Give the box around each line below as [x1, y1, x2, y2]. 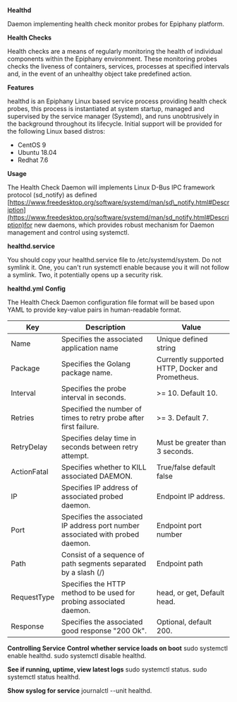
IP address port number [61, 521, 140, 530]
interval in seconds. [61, 392, 126, 402]
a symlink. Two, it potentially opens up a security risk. [7, 271, 164, 279]
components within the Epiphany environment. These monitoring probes [7, 54, 217, 63]
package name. [61, 368, 113, 378]
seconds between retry [61, 442, 139, 452]
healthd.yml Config [7, 284, 66, 293]
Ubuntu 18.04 [17, 148, 57, 156]
